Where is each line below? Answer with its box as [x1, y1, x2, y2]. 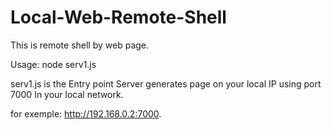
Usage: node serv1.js [10, 58, 97, 70]
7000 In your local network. [10, 88, 124, 100]
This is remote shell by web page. [10, 39, 150, 51]
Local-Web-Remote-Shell [10, 6, 227, 29]
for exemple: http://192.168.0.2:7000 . [10, 107, 162, 120]
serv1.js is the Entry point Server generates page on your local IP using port [10, 77, 322, 90]
